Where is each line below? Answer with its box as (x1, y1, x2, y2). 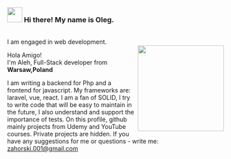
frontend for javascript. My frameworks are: (7, 86, 131, 95)
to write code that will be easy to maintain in (7, 101, 132, 109)
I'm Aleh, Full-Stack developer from (7, 58, 108, 66)
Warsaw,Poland (7, 66, 54, 74)
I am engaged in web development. (7, 38, 107, 46)
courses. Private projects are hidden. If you (7, 130, 129, 138)
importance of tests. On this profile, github (7, 115, 127, 123)
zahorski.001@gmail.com (7, 145, 78, 153)
